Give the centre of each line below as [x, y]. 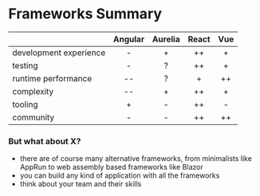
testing [25, 65]
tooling [25, 104]
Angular [129, 39]
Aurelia [166, 39]
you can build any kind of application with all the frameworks [120, 175]
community [33, 117]
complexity [33, 91]
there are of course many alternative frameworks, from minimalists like [136, 159]
